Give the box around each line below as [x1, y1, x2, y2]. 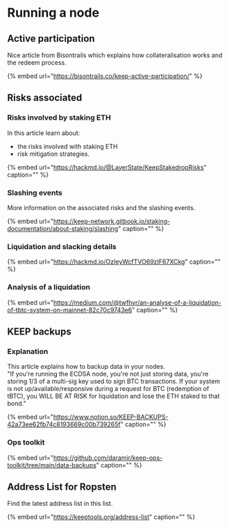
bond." [7, 399, 26, 408]
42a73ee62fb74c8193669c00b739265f [7, 420, 121, 429]
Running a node [7, 5, 99, 21]
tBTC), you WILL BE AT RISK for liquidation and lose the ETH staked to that [7, 392, 220, 401]
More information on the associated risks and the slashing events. [7, 203, 196, 211]
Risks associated [7, 92, 83, 104]
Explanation [7, 346, 49, 356]
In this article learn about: [7, 129, 80, 137]
